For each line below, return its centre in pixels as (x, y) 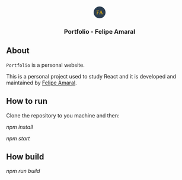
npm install (20, 127)
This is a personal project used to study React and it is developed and (91, 76)
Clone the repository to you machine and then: (63, 115)
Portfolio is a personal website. (45, 65)
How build (25, 157)
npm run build (23, 171)
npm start (18, 138)
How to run (27, 101)
